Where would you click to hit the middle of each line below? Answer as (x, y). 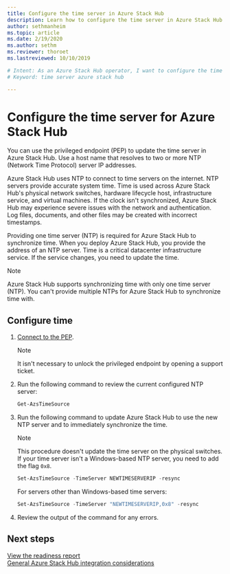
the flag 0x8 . (34, 466)
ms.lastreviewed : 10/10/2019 (49, 58)
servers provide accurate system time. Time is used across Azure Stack (109, 186)
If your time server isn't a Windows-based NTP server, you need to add (118, 459)
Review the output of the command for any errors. (88, 517)
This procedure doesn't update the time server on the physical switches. (120, 452)
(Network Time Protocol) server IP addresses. (72, 165)
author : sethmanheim (37, 26)
